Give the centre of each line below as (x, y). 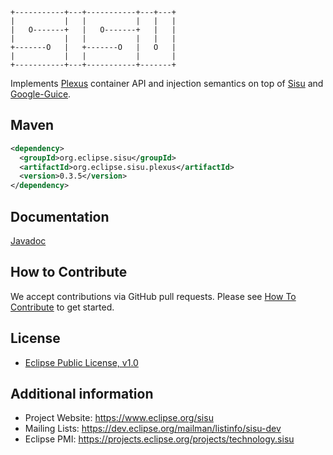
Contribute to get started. (62, 307)
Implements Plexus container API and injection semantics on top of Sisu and (167, 83)
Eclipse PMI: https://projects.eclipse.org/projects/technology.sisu (159, 439)
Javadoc (28, 241)
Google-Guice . (41, 94)
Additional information (82, 394)
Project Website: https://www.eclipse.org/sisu (119, 418)
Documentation (60, 216)
